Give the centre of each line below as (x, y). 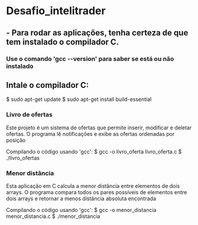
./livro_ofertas (23, 158)
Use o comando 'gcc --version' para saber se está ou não (90, 58)
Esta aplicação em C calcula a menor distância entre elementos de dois (93, 186)
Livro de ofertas (30, 115)
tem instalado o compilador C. (63, 42)
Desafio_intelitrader (56, 11)
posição (16, 140)
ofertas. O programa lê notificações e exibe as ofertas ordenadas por (90, 133)
